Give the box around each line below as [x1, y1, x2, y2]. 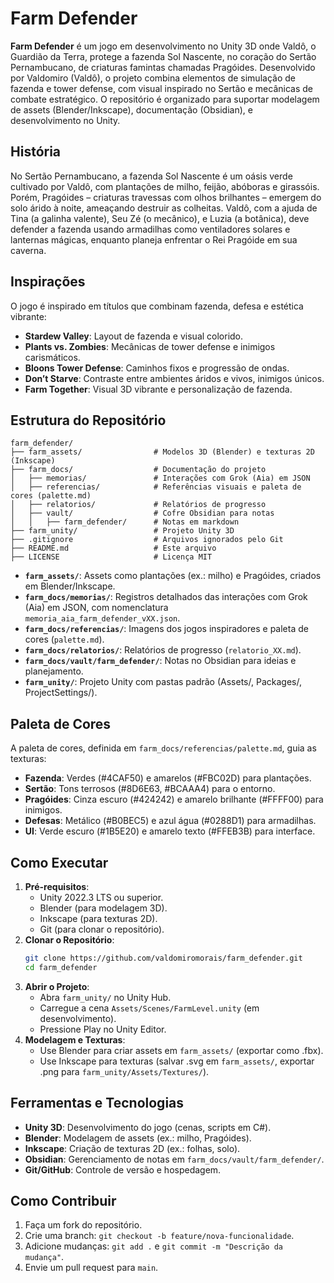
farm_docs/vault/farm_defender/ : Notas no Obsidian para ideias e [24, 655, 297, 667]
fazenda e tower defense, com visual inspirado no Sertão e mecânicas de [10, 82, 313, 94]
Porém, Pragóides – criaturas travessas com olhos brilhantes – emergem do [10, 191, 322, 203]
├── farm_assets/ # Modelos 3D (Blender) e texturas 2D [10, 447, 315, 457]
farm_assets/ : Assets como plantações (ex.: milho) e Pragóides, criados [24, 570, 322, 582]
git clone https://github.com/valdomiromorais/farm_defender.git [24, 953, 303, 963]
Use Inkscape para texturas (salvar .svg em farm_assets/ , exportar [39, 1055, 315, 1067]
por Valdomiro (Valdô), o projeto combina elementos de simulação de [10, 72, 296, 84]
